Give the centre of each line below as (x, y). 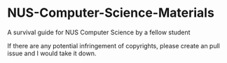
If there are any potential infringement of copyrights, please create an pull (114, 45)
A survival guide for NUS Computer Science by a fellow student (99, 32)
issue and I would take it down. (52, 53)
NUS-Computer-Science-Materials (111, 13)
